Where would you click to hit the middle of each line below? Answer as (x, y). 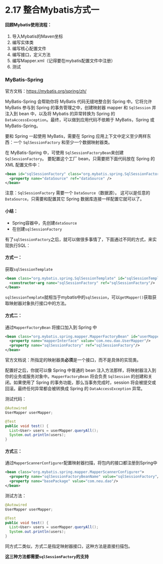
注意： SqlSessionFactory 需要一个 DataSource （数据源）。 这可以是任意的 (78, 193)
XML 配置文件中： (23, 165)
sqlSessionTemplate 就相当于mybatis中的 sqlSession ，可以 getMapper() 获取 (79, 297)
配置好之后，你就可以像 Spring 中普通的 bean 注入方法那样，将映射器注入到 (81, 370)
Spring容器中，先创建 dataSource (44, 223)
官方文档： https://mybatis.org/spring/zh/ (46, 91)
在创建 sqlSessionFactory (37, 229)
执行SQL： (20, 245)
